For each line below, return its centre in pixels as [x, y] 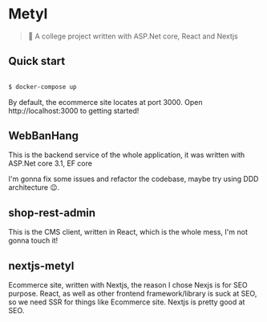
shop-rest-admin [52, 213]
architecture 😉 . [34, 187]
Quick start [37, 61]
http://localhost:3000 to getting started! [74, 111]
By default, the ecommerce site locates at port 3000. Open [105, 102]
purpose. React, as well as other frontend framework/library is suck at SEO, [133, 294]
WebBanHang [43, 136]
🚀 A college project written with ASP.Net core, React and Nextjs [133, 36]
